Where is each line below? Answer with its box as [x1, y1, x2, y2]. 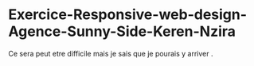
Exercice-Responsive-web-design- [8, 6, 248, 24]
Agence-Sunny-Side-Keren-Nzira [8, 22, 236, 41]
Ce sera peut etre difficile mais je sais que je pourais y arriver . [8, 49, 213, 58]
